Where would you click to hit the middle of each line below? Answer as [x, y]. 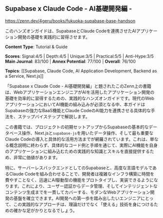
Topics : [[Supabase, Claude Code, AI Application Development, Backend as [81, 71]
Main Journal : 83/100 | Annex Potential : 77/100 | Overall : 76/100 [71, 61]
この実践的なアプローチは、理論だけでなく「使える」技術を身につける [84, 204]
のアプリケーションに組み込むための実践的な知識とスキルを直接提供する [77, 151]
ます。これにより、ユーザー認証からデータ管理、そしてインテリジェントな [83, 186]
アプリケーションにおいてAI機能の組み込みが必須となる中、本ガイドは [75, 104]
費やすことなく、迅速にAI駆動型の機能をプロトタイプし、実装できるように [80, 180]
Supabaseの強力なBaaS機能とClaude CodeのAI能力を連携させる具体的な [78, 110]
